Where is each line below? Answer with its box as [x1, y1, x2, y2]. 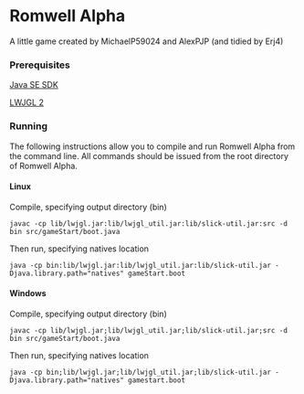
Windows [9, 288, 47, 299]
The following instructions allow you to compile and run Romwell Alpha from [9, 141, 296, 152]
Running [9, 120, 48, 133]
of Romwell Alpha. [9, 160, 78, 171]
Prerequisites [9, 59, 70, 71]
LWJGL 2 [9, 97, 44, 108]
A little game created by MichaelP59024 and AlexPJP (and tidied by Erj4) [9, 36, 284, 47]
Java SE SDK [9, 80, 59, 91]
